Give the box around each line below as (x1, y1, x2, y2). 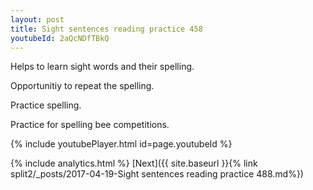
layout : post (10, 14, 65, 25)
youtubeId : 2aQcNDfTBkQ (10, 33, 110, 43)
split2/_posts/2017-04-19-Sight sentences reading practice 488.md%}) (10, 168, 304, 180)
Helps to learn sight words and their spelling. (10, 61, 195, 73)
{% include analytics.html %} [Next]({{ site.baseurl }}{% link (10, 157, 258, 170)
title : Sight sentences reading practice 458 (10, 24, 203, 34)
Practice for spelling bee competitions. (10, 119, 170, 131)
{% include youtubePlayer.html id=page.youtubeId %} (10, 138, 233, 150)
